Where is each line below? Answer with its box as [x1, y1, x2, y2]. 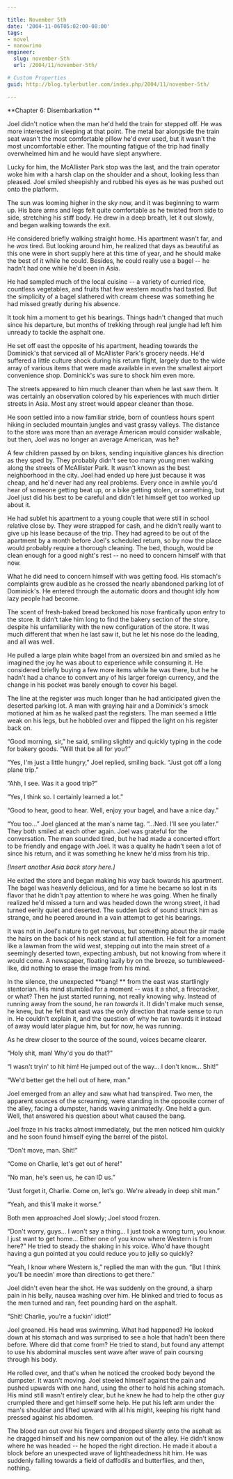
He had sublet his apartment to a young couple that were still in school [7, 514, 209, 522]
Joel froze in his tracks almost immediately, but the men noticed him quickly [7, 1125, 225, 1133]
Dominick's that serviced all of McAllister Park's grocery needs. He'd [7, 349, 204, 357]
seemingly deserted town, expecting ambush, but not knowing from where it [7, 949, 226, 957]
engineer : [7, 49, 36, 56]
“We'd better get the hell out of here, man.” [7, 1075, 131, 1084]
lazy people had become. [7, 594, 80, 602]
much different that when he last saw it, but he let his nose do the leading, [7, 630, 219, 638]
